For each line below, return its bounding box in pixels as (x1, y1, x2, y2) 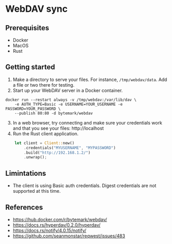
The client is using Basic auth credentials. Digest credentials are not (12, 182, 157, 189)
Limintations (5, 169, 46, 177)
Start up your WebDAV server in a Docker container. (12, 87, 123, 93)
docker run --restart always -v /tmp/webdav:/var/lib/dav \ (5, 97, 137, 103)
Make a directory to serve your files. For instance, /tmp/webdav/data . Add (12, 76, 167, 83)
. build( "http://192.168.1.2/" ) (24, 150, 91, 155)
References (5, 203, 43, 212)
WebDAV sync (5, 3, 68, 15)
